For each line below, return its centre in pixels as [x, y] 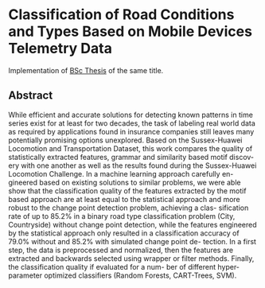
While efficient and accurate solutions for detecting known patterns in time [131, 115]
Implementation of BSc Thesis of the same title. [86, 70]
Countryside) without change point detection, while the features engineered [132, 224]
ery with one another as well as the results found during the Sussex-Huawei [132, 165]
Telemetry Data [60, 49]
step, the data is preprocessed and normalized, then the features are [121, 250]
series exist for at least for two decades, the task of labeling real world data [132, 123]
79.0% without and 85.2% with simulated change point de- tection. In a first [132, 241]
